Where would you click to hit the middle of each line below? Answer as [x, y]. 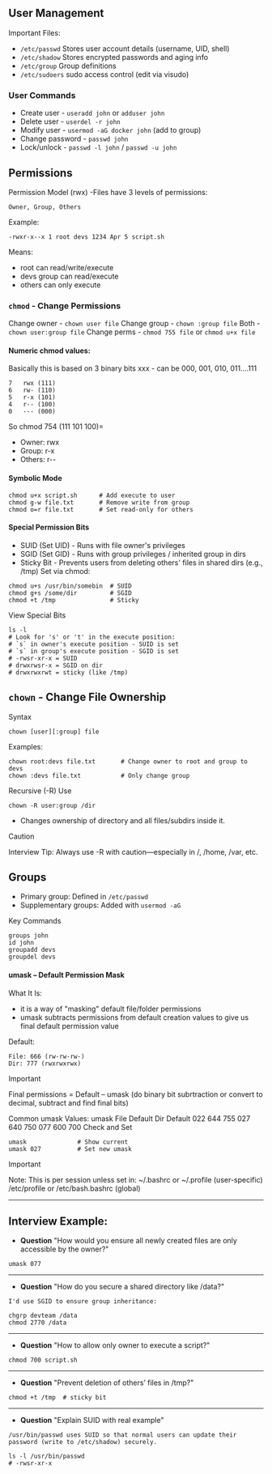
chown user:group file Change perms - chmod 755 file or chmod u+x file [132, 332]
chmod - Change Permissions [65, 305]
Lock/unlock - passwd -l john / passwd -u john [98, 147]
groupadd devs [32, 950]
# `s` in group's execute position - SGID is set [94, 651]
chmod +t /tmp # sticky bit [57, 1398]
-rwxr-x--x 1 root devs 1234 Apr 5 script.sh [86, 237]
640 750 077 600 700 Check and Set [70, 1127]
